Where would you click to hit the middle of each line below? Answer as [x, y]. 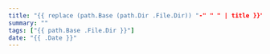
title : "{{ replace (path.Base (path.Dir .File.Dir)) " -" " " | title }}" [136, 15]
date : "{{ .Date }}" [43, 38]
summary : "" [28, 23]
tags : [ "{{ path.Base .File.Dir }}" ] [72, 30]
